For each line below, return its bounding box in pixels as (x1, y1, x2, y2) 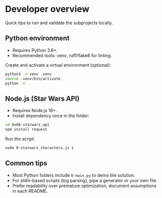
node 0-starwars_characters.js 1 (5, 145, 74, 150)
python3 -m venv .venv (5, 72, 52, 77)
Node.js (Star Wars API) (5, 94, 80, 103)
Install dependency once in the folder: (12, 113, 90, 119)
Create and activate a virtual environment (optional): (5, 62, 111, 68)
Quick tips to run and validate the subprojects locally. (5, 20, 113, 26)
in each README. (12, 188, 48, 194)
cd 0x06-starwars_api (5, 122, 50, 127)
